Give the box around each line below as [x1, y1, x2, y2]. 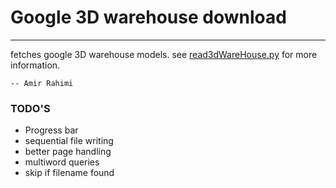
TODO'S [10, 101, 51, 115]
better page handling [24, 146, 112, 158]
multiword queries [24, 156, 100, 168]
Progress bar [24, 124, 79, 136]
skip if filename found [24, 167, 115, 179]
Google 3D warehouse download [10, 6, 287, 29]
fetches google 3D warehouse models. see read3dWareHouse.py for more [10, 48, 318, 60]
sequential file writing [24, 135, 114, 147]
